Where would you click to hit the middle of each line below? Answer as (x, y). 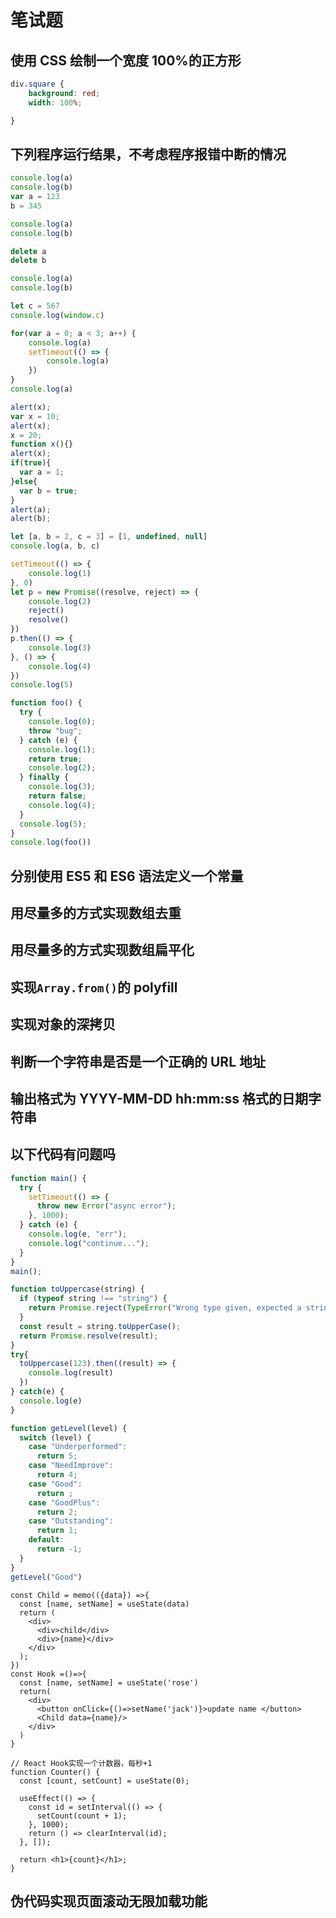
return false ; (57, 796)
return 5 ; (57, 1456)
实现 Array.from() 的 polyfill (94, 987)
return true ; (55, 759)
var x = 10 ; (35, 416)
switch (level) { (55, 1437)
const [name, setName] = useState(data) (104, 1604)
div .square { (37, 84)
